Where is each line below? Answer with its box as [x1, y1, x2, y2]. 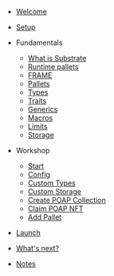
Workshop [15, 146, 50, 155]
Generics [27, 104, 58, 114]
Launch [15, 228, 41, 237]
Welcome [15, 7, 48, 16]
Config [27, 170, 50, 179]
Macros [27, 113, 53, 123]
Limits [27, 122, 48, 131]
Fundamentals [15, 38, 63, 47]
